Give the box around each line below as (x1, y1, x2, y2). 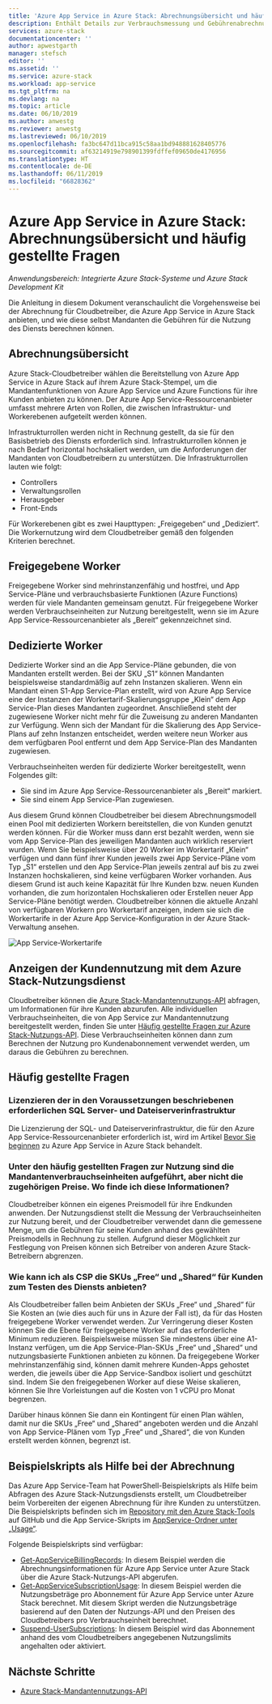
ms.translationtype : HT (8, 155, 89, 163)
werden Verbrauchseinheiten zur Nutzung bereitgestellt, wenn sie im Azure (8, 606, 259, 616)
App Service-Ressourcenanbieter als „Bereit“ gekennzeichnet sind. (8, 615, 232, 625)
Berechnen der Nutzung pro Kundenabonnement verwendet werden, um (8, 1039, 250, 1048)
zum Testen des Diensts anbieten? (8, 1281, 147, 1292)
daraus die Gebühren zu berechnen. (8, 1047, 130, 1057)
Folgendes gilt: (8, 771, 58, 780)
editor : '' (8, 57, 45, 66)
